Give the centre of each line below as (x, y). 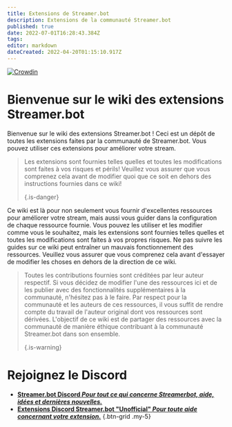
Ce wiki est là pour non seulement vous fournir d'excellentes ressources (110, 210)
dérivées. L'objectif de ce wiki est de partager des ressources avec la (123, 319)
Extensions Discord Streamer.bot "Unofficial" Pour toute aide (107, 409)
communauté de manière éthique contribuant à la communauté (114, 326)
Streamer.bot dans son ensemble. (72, 334)
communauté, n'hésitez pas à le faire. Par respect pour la (105, 297)
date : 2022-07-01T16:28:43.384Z (54, 33)
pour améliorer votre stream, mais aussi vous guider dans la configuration (112, 218)
